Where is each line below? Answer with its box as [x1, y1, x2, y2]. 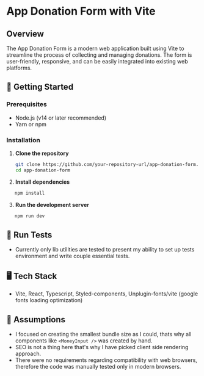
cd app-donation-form [15, 167, 70, 173]
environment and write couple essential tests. [15, 252, 130, 260]
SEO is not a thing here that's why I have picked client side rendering [15, 343, 189, 350]
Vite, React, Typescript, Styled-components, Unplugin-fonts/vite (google [15, 290, 199, 297]
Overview [6, 29, 45, 39]
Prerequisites [6, 100, 47, 109]
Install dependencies [15, 178, 70, 186]
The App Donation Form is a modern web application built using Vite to [6, 45, 184, 52]
